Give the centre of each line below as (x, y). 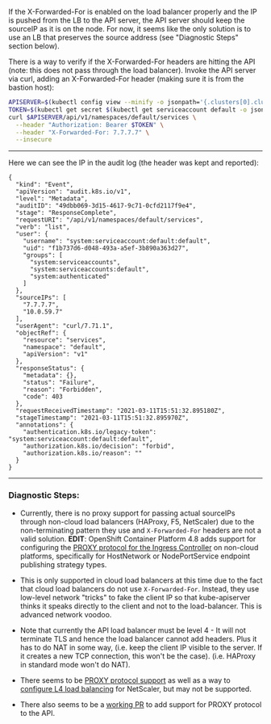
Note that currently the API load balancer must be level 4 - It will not (133, 630)
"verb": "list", (43, 227)
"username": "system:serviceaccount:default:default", (117, 242)
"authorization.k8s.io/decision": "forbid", (99, 446)
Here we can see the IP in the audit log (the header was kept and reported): (134, 163)
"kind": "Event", (45, 185)
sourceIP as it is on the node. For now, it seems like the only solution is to (130, 29)
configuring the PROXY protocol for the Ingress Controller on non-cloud (139, 547)
